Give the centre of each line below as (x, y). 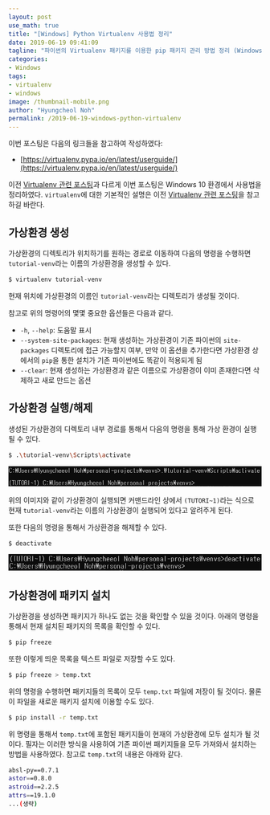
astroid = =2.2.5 (34, 787)
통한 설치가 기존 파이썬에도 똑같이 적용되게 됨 (131, 360)
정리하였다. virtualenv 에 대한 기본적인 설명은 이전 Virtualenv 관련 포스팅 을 (127, 195)
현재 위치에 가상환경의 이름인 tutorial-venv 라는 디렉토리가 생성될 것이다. (124, 295)
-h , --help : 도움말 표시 (56, 330)
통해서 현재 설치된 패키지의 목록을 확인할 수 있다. (84, 626)
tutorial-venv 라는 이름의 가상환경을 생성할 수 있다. (90, 263)
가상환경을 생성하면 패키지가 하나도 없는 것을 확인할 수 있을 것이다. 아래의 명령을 (134, 616)
